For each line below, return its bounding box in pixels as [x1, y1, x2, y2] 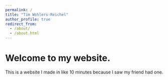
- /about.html [10, 31, 39, 36]
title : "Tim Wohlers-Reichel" [5, 12, 69, 17]
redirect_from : [5, 21, 37, 27]
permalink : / [5, 7, 33, 13]
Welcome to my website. [5, 52, 111, 64]
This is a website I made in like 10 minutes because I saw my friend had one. [5, 69, 163, 75]
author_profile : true [5, 17, 51, 22]
